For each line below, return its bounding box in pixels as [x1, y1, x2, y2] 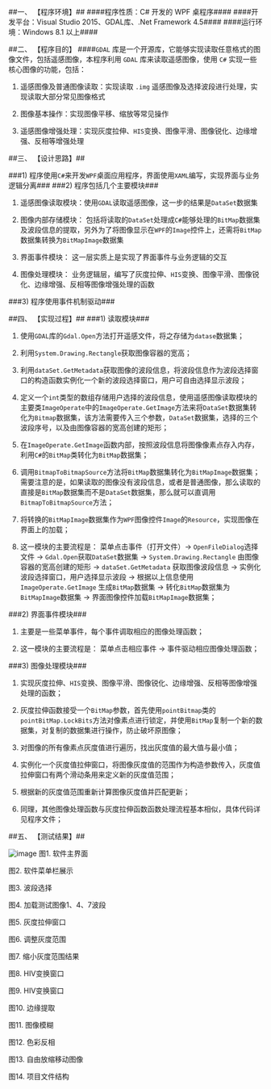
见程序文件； [19, 815, 63, 823]
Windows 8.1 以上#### [22, 27, 98, 36]
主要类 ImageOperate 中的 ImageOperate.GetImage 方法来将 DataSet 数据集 [19, 403, 250, 412]
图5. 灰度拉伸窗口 [8, 917, 66, 927]
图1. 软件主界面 [39, 848, 89, 858]
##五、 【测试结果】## [8, 831, 85, 841]
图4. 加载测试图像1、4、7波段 [8, 900, 106, 910]
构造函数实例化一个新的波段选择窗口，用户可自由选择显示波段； [34, 375, 247, 385]
